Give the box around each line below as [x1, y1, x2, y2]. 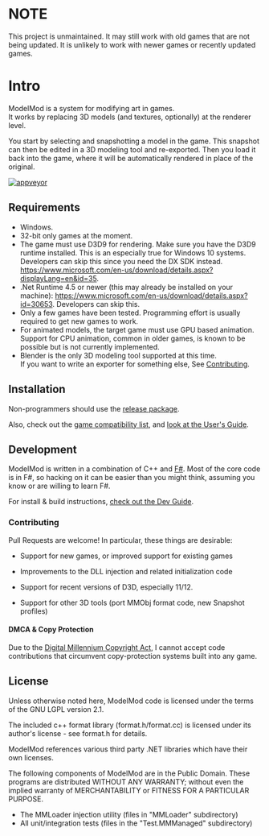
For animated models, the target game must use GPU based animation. [19, 325, 255, 334]
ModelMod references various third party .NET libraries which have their [8, 744, 248, 754]
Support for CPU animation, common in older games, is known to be [19, 333, 246, 343]
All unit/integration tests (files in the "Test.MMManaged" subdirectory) [19, 818, 253, 828]
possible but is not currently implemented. [19, 341, 161, 351]
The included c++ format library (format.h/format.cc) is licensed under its [8, 720, 251, 730]
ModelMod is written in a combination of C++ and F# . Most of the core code [8, 464, 261, 474]
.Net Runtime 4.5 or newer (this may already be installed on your [19, 282, 234, 292]
